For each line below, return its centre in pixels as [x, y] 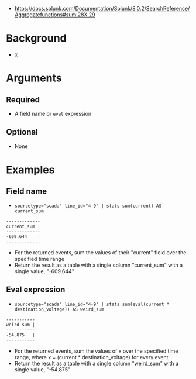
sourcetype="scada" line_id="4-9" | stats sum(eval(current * [92, 304]
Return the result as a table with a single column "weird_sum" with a [97, 363]
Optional [22, 132]
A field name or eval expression [53, 113]
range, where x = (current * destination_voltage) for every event [91, 357]
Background [36, 38]
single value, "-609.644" [44, 271]
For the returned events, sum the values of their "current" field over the [100, 252]
